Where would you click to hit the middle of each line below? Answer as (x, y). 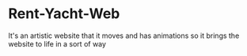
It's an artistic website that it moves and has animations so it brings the (124, 35)
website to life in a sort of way (57, 43)
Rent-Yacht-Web (64, 14)
